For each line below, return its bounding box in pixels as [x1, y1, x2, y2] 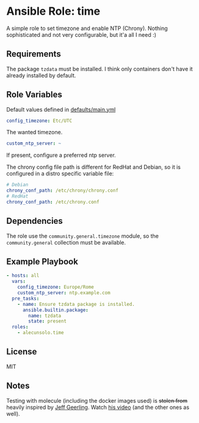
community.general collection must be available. [6, 238, 126, 246]
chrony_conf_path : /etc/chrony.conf [6, 199, 99, 205]
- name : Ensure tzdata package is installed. [17, 301, 136, 307]
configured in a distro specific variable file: [6, 170, 114, 177]
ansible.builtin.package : [22, 307, 89, 313]
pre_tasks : [12, 295, 40, 302]
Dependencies [6, 216, 63, 226]
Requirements [6, 49, 61, 59]
